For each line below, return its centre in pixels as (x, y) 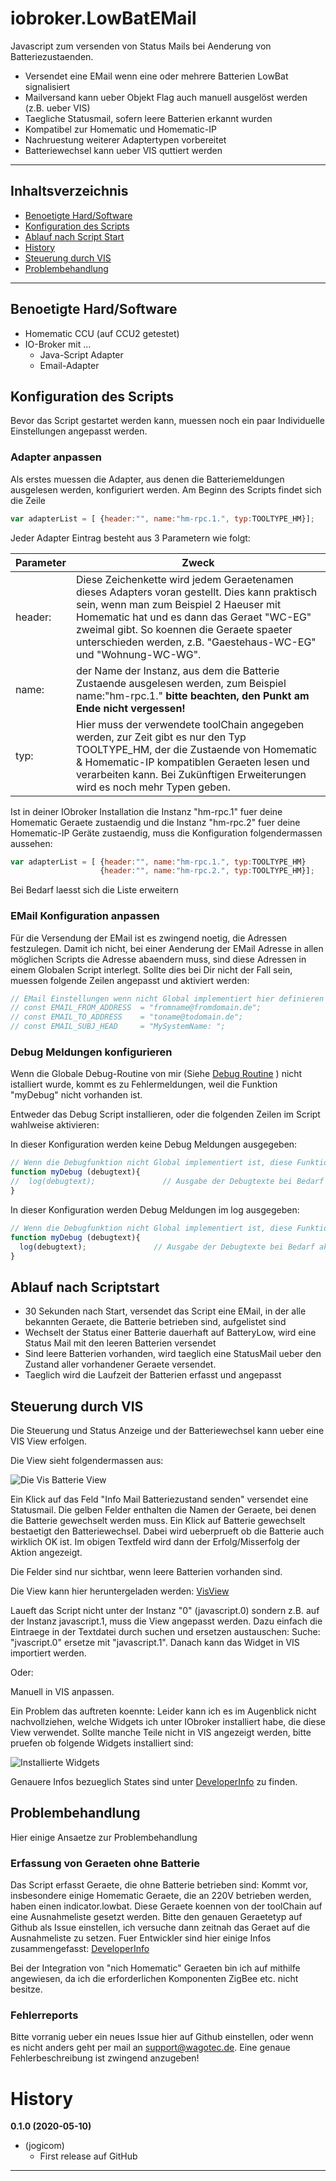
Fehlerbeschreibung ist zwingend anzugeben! (105, 2058)
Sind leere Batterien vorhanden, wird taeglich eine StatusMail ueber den (173, 1354)
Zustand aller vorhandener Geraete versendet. (120, 1364)
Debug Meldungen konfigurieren (91, 1052)
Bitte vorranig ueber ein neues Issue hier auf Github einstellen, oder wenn (162, 2037)
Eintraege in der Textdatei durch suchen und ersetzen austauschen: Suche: (165, 1632)
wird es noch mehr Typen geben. (153, 787)
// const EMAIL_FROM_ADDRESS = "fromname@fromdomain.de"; (136, 1008)
